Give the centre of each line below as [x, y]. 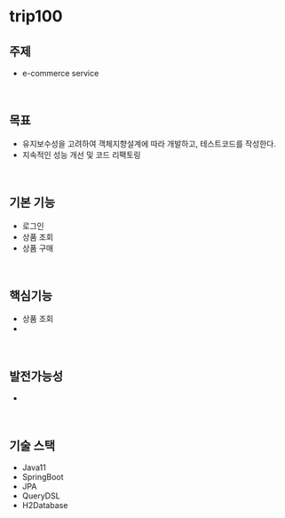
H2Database [45, 506]
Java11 [34, 467]
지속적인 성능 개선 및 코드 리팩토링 [81, 155]
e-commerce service [60, 73]
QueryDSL [41, 496]
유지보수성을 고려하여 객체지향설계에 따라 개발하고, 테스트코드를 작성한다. [149, 143]
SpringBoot [43, 477]
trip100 [36, 16]
